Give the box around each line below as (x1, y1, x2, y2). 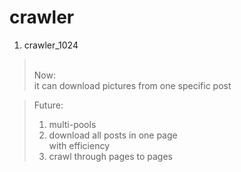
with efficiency (48, 139, 111, 151)
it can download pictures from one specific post (33, 79, 232, 91)
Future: (33, 99, 64, 111)
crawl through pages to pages (48, 150, 174, 162)
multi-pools (48, 118, 97, 130)
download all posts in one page (48, 129, 178, 141)
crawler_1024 (23, 39, 79, 51)
